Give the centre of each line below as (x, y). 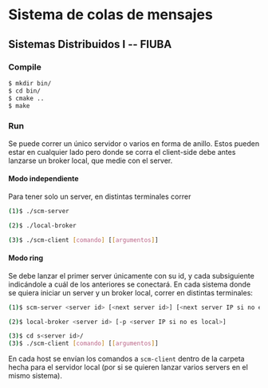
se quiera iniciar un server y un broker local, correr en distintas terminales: (131, 292)
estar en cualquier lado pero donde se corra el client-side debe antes (122, 152)
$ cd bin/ (25, 91)
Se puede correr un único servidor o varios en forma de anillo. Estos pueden (134, 143)
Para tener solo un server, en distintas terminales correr (100, 196)
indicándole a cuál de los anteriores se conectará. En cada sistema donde (130, 284)
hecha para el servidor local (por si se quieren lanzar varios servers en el (128, 367)
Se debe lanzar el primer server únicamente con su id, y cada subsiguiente (132, 275)
